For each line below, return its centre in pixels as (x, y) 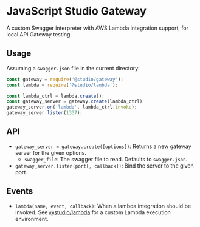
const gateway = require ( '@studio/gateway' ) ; (65, 79)
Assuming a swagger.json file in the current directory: (73, 68)
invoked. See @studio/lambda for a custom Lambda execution (93, 212)
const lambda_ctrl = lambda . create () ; (55, 96)
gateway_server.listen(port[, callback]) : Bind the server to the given (105, 166)
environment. (32, 219)
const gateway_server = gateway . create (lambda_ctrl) (74, 101)
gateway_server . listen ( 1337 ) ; (45, 113)
